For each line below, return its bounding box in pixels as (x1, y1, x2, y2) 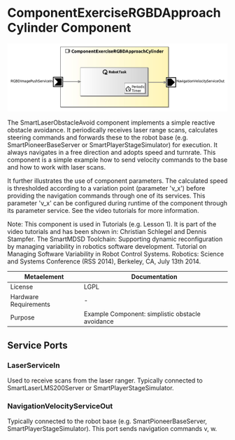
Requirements (10, 300, 50, 308)
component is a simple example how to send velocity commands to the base (7, 156, 228, 164)
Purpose (10, 313, 35, 322)
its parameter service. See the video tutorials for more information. (7, 206, 199, 214)
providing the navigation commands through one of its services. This (7, 191, 206, 200)
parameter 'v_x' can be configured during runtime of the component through (7, 198, 228, 207)
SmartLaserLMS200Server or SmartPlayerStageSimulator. (7, 384, 174, 392)
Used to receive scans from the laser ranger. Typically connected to (7, 376, 203, 385)
